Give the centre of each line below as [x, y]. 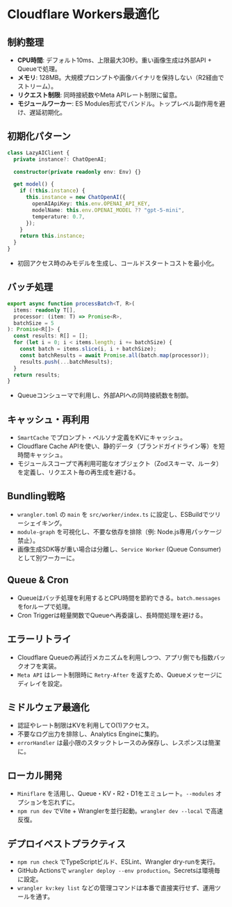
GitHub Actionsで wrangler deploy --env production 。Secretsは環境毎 [119, 870]
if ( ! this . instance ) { [52, 191]
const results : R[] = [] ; [51, 336]
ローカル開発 [35, 775]
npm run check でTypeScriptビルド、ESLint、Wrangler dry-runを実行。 [118, 861]
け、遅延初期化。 [42, 112]
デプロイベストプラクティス [67, 843]
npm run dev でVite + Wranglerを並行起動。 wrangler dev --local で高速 [120, 811]
